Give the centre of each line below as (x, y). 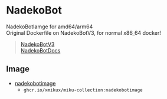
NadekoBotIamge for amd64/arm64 (50, 27)
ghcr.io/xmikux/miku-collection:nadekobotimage (83, 90)
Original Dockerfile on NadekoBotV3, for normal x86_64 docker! (83, 32)
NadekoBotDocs (40, 50)
